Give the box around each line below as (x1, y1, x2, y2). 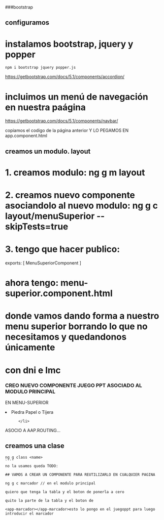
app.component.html (5, 133, 48, 139)
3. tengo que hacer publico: (5, 244, 120, 255)
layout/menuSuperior (5, 211, 95, 222)
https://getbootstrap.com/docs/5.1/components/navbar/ (5, 118, 118, 124)
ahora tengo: (5, 277, 59, 289)
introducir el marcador (5, 511, 54, 516)
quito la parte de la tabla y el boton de (5, 498, 94, 503)
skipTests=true (5, 221, 68, 232)
